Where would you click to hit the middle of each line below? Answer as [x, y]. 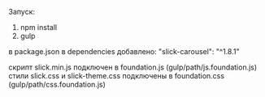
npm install [39, 27]
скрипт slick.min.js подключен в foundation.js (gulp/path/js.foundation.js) [133, 67]
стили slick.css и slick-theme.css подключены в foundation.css [117, 76]
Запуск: [22, 12]
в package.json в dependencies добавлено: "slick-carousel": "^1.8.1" [124, 51]
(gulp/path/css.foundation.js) [57, 84]
